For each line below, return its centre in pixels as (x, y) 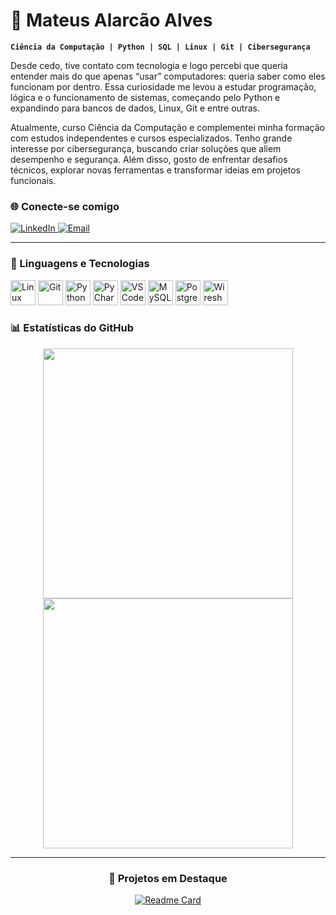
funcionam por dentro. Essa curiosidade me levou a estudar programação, (163, 86)
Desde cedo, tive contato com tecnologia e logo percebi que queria (149, 65)
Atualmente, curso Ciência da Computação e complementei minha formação (167, 127)
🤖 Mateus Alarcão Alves (111, 20)
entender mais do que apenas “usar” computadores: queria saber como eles (168, 76)
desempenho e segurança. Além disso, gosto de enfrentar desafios (149, 159)
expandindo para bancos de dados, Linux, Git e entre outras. (135, 108)
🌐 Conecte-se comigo (65, 206)
